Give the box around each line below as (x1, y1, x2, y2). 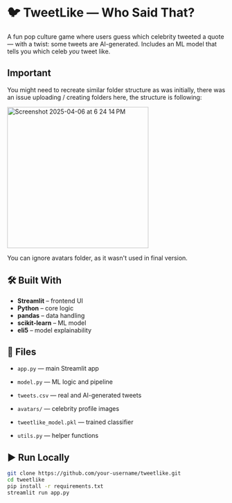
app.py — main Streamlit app (17, 364, 99, 373)
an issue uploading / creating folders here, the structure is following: (7, 93, 202, 101)
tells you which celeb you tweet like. (7, 47, 111, 55)
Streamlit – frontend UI (17, 297, 83, 305)
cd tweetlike (7, 477, 45, 484)
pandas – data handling (17, 311, 85, 319)
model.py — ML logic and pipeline (17, 378, 113, 386)
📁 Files (7, 346, 37, 358)
